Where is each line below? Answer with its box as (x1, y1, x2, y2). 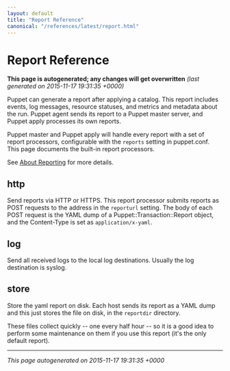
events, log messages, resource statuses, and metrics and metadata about (7, 103, 218, 111)
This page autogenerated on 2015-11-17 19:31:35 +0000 (7, 356, 165, 364)
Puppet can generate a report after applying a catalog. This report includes (7, 95, 219, 103)
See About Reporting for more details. (7, 158, 114, 166)
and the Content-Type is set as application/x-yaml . (7, 218, 153, 227)
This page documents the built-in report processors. (7, 145, 155, 153)
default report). (7, 336, 50, 344)
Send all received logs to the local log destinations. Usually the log (7, 256, 194, 264)
